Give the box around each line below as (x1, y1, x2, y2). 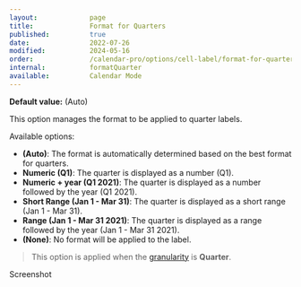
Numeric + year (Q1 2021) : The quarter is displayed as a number (21, 177, 262, 187)
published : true (9, 30, 106, 39)
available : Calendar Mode (9, 72, 142, 81)
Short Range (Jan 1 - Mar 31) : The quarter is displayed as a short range (21, 196, 287, 206)
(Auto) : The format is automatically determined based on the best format (21, 148, 292, 159)
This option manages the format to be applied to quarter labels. (9, 113, 243, 124)
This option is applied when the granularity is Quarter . (30, 251, 232, 262)
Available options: (9, 131, 75, 142)
